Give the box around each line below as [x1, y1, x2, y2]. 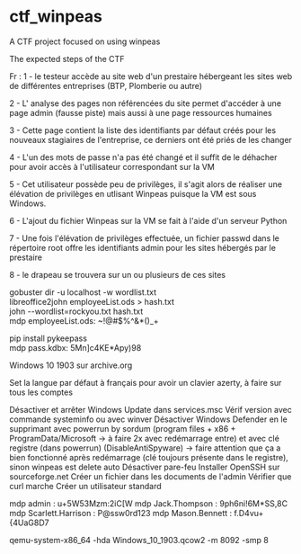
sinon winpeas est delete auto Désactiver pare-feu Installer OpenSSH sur [9, 461, 280, 472]
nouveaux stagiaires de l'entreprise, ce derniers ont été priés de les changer [9, 134, 292, 145]
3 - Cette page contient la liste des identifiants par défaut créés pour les [9, 124, 277, 136]
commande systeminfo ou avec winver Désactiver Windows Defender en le [9, 414, 288, 424]
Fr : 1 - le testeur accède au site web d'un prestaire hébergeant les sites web [9, 70, 293, 82]
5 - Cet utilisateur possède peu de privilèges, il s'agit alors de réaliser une [9, 178, 283, 190]
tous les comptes [9, 387, 74, 398]
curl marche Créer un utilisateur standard [9, 480, 162, 491]
